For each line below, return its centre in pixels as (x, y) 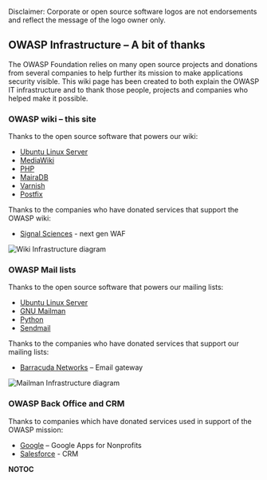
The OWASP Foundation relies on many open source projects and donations (133, 64)
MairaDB (34, 177)
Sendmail (35, 328)
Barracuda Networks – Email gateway (81, 367)
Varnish (32, 186)
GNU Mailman (43, 311)
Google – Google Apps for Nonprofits (80, 445)
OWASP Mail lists (42, 270)
